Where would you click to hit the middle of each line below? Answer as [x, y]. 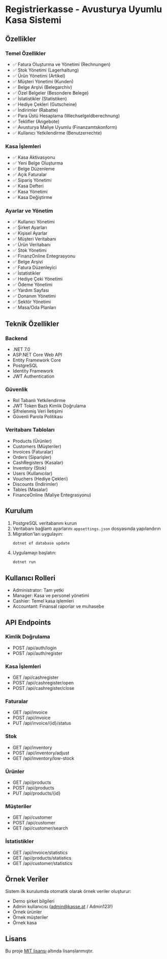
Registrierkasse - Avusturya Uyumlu [84, 9]
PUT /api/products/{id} [37, 793]
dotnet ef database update [41, 543]
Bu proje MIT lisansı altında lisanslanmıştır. [49, 951]
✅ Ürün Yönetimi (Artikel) [39, 76]
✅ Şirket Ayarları [30, 227]
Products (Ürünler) [32, 441]
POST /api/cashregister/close [43, 688]
